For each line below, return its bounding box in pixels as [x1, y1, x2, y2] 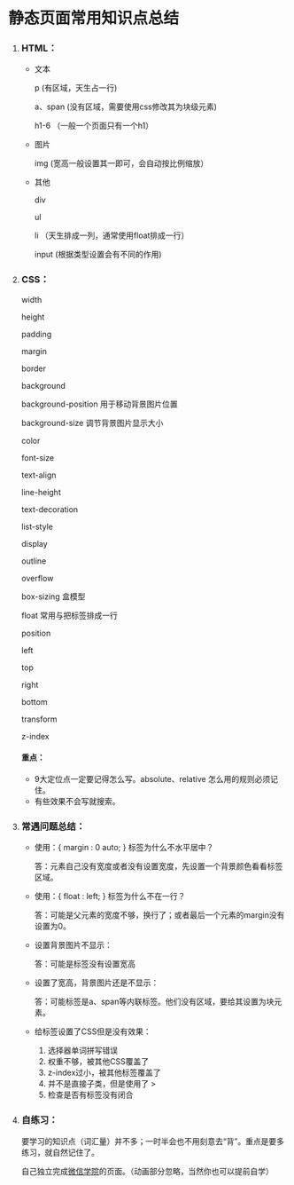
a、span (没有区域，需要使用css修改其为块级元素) [34, 101, 218, 112]
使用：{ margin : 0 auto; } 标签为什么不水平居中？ [34, 842, 214, 853]
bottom [20, 696, 48, 707]
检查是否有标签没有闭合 [47, 1089, 134, 1101]
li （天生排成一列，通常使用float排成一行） [34, 230, 190, 241]
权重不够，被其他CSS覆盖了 [47, 1056, 150, 1067]
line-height [20, 486, 61, 497]
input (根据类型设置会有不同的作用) [34, 249, 162, 260]
